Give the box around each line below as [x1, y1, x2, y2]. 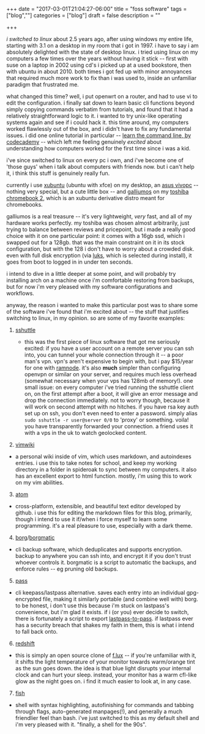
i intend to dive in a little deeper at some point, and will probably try [6, 270, 176, 277]
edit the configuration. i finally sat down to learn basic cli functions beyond [6, 99, 195, 106]
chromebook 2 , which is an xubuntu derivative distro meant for [6, 195, 165, 201]
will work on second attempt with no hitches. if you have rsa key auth [24, 403, 199, 410]
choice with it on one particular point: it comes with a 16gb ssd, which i [6, 232, 185, 239]
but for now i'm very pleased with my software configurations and [6, 283, 173, 290]
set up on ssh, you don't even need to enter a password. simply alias [24, 410, 198, 417]
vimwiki [15, 441, 35, 448]
